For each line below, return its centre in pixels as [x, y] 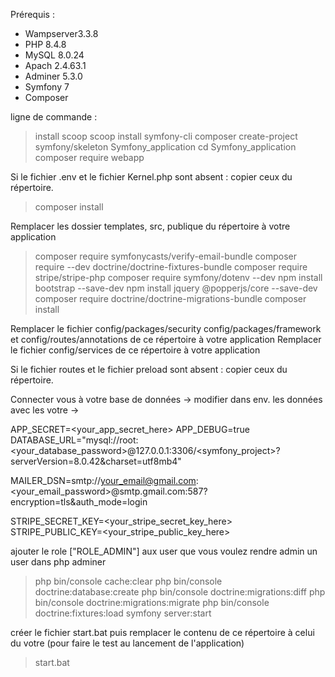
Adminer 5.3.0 [53, 76]
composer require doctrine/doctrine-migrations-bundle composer [170, 298]
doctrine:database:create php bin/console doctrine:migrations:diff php [180, 592]
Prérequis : [32, 14]
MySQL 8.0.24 [54, 55]
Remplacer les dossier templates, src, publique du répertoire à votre [150, 226]
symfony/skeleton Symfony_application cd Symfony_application [165, 147]
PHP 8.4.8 [45, 44]
